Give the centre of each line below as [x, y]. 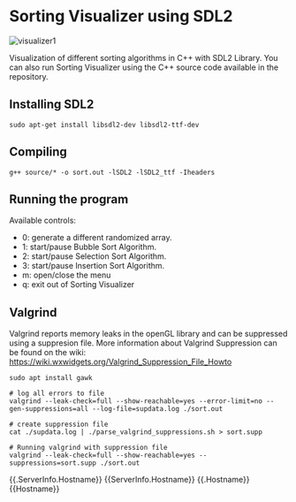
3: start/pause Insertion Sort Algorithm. [93, 266]
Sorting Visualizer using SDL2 [121, 16]
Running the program [69, 199]
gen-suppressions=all [49, 409]
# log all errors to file [57, 394]
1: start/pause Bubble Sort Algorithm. [89, 247]
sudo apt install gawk [51, 378]
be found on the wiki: [48, 353]
